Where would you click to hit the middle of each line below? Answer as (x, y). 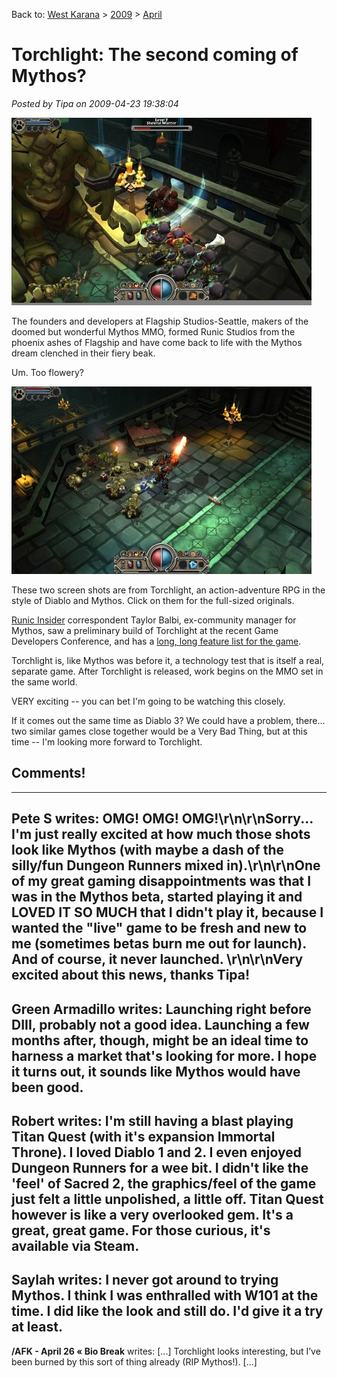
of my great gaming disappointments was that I (161, 881)
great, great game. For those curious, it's (141, 1230)
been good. (47, 1087)
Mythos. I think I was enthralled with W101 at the (165, 1295)
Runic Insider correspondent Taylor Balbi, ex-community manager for (154, 620)
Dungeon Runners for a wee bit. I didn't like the (160, 1167)
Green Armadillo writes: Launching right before (161, 1009)
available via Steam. (75, 1245)
